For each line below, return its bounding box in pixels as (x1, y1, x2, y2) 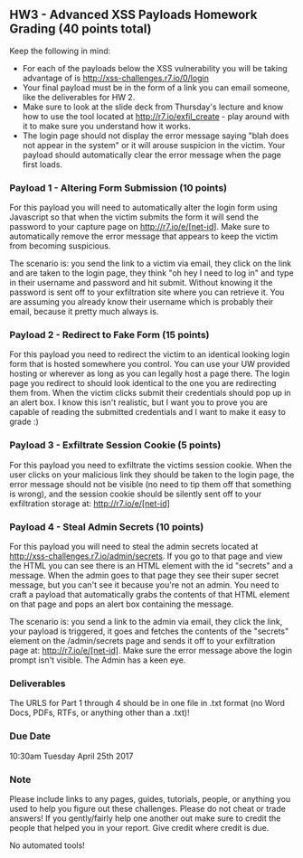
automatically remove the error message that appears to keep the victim (9, 231, 279, 242)
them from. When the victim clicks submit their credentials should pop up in (9, 388, 291, 399)
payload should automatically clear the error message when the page (22, 149, 282, 160)
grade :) (9, 416, 39, 428)
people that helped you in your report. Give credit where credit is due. (9, 822, 270, 833)
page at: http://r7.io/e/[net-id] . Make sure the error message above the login (9, 646, 292, 655)
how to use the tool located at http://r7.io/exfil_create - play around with (22, 110, 290, 121)
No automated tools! (9, 840, 86, 851)
